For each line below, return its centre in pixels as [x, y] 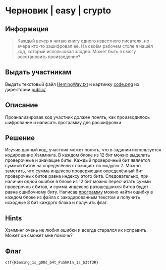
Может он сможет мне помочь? [39, 235]
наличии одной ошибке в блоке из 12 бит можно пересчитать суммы [78, 182]
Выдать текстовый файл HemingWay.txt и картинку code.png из [72, 84]
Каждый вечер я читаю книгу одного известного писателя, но [83, 41]
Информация [27, 29]
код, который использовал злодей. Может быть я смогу [77, 51]
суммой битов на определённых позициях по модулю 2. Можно [73, 166]
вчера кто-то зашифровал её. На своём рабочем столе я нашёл [85, 46]
